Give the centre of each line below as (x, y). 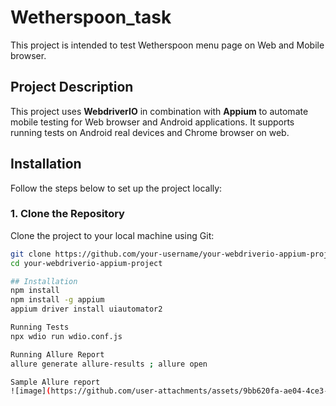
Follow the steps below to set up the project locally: (116, 188)
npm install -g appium (57, 300)
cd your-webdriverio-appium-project (86, 263)
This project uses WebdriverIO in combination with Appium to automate (159, 111)
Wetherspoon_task (91, 17)
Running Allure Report (57, 354)
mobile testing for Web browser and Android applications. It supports (152, 122)
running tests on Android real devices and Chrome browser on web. (150, 132)
